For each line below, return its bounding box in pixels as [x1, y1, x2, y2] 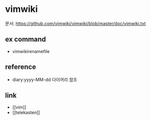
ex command [5, 35, 46, 44]
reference [5, 63, 36, 71]
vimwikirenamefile [12, 48, 50, 54]
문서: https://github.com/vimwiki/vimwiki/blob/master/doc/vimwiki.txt [5, 20, 146, 26]
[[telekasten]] [12, 110, 41, 116]
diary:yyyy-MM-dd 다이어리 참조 [12, 76, 78, 82]
